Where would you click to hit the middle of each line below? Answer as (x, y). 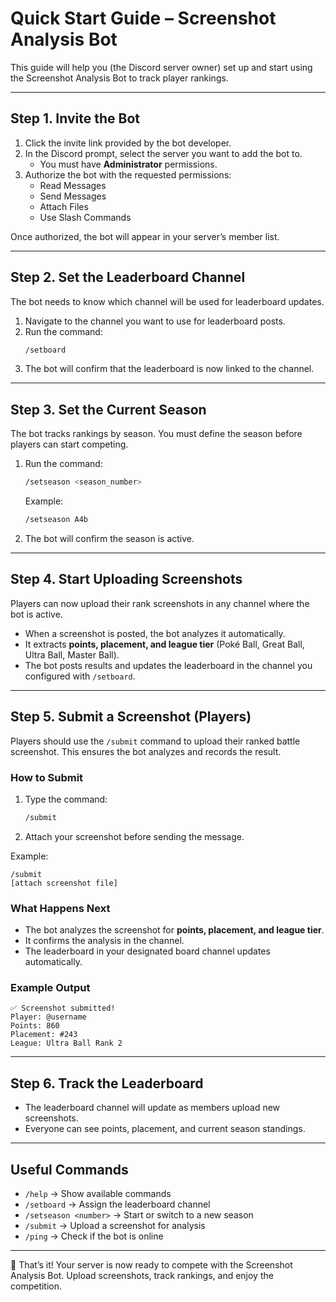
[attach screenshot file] (64, 883)
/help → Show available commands (98, 1194)
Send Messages (73, 196)
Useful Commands (69, 1169)
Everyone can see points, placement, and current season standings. (165, 1129)
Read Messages (73, 185)
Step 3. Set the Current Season (108, 409)
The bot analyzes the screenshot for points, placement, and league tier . (174, 930)
